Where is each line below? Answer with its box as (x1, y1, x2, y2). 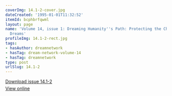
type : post (5, 60, 29, 65)
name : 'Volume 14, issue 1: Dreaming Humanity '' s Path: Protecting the (5, 27, 161, 32)
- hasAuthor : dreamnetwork (5, 45, 63, 51)
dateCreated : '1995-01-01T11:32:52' (5, 12, 83, 17)
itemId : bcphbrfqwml (5, 17, 50, 22)
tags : (5, 41, 17, 46)
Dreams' (10, 31, 27, 36)
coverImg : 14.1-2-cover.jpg (5, 7, 66, 13)
